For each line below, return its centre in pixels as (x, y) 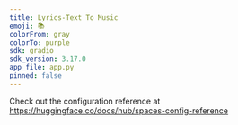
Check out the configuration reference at (85, 101)
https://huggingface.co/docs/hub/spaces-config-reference (119, 110)
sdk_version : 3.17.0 (48, 59)
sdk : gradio (31, 51)
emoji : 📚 (27, 26)
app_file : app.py (42, 68)
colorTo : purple (40, 42)
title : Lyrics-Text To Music (64, 17)
